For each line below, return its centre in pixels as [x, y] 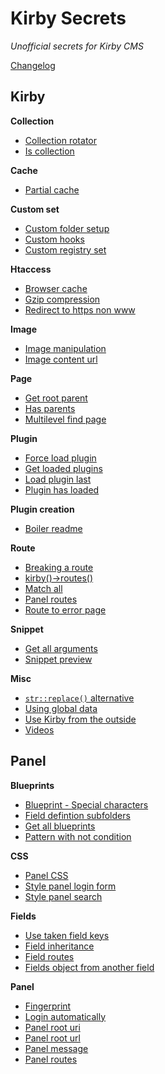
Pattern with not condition [78, 836]
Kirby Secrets [68, 18]
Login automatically [65, 1016]
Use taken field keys [67, 935]
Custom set [35, 209]
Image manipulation [65, 348]
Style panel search [63, 896]
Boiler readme [53, 528]
